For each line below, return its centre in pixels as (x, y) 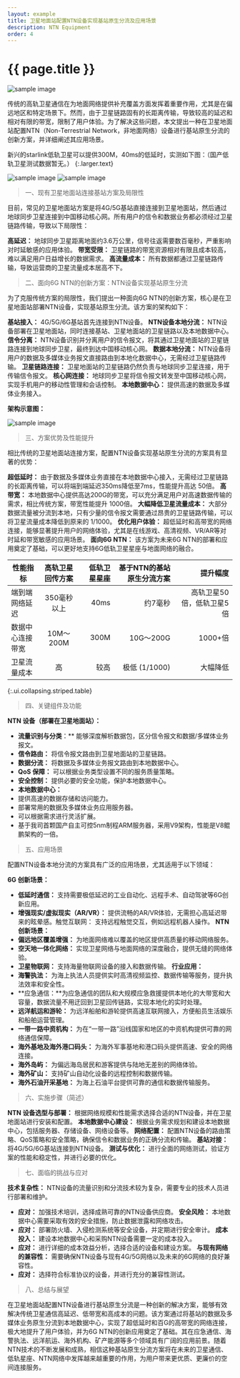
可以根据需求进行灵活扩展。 (59, 817)
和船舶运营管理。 (43, 1020)
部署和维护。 (32, 1197)
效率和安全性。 (46, 984)
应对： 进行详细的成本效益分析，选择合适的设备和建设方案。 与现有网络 (123, 1248)
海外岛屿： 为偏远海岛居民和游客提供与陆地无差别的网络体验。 (109, 1064)
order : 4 (20, 34)
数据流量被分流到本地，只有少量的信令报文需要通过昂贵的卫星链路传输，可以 (120, 513)
